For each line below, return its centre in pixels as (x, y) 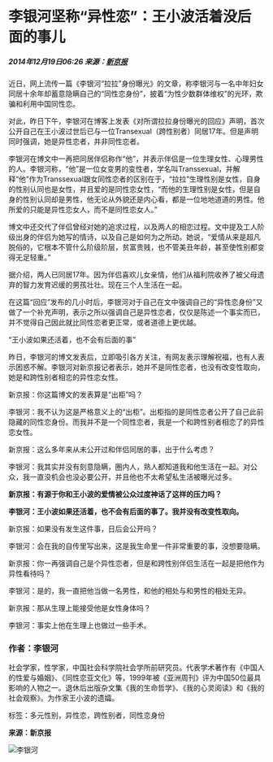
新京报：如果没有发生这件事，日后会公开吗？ (83, 529)
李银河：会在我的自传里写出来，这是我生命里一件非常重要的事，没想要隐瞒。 (136, 546)
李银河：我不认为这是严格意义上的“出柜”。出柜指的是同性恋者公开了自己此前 (136, 412)
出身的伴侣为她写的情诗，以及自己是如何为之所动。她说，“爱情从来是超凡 (138, 237)
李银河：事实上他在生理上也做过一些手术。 (80, 625)
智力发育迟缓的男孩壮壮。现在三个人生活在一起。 (104, 285)
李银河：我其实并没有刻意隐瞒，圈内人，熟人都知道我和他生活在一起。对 (129, 467)
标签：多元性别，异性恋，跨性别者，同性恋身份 (87, 716)
